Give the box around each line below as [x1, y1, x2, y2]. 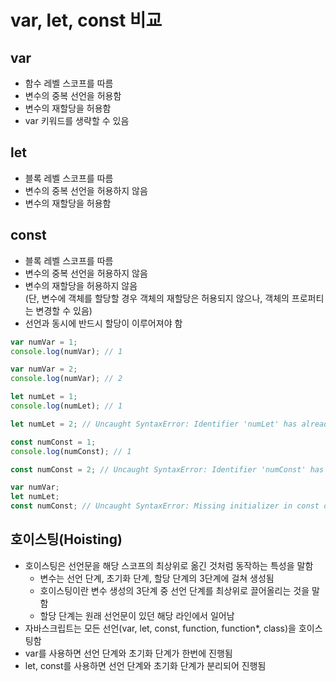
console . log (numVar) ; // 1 [10, 346, 123, 356]
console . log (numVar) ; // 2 [10, 374, 123, 384]
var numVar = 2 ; [10, 364, 78, 375]
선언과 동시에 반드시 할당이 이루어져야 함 [24, 317, 183, 329]
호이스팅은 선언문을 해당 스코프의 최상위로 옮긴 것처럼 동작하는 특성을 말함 [24, 559, 314, 571]
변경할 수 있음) [35, 304, 93, 316]
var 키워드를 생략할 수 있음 [24, 115, 130, 126]
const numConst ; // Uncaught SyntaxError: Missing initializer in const [10, 501, 320, 511]
